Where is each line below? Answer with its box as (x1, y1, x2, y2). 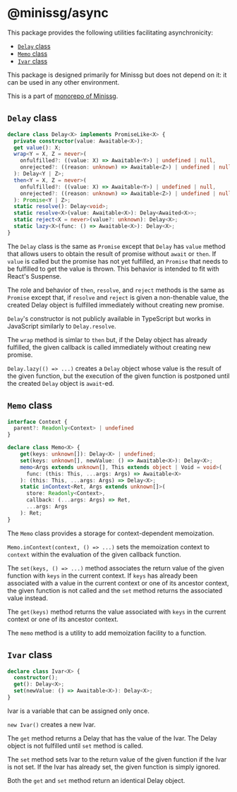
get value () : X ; (13, 144, 61, 151)
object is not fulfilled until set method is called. (7, 741, 143, 750)
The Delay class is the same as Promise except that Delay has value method (7, 242, 226, 250)
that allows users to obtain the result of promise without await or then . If (7, 249, 217, 258)
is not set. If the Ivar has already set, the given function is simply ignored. (7, 762, 221, 771)
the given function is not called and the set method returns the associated (7, 586, 223, 595)
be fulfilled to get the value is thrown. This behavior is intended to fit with (7, 264, 220, 273)
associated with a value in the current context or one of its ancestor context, (7, 578, 229, 587)
